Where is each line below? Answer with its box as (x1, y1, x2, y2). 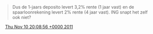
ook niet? (12, 15, 31, 20)
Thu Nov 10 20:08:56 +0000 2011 (4, 24, 73, 30)
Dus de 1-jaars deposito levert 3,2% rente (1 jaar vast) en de (12, 4, 134, 10)
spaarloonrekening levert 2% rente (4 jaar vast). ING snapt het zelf (12, 9, 148, 15)
